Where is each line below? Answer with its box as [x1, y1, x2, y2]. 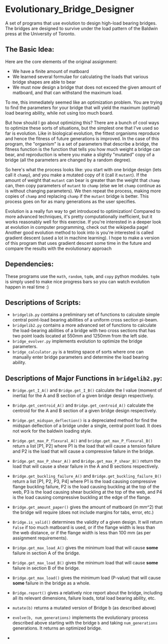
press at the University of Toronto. [5, 31, 76, 37]
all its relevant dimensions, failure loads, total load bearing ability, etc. [12, 595, 156, 601]
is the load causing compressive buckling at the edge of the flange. [12, 494, 151, 500]
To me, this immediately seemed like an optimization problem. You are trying [5, 99, 162, 105]
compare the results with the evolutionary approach [5, 245, 112, 251]
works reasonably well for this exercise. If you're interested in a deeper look [5, 219, 161, 225]
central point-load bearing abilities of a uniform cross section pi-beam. [12, 317, 158, 323]
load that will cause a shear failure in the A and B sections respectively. [12, 463, 159, 469]
